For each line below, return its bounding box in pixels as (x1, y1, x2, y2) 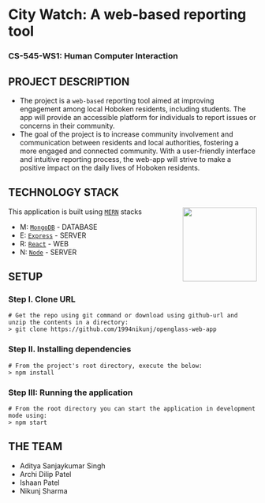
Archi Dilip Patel (19, 469, 72, 479)
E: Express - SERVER (19, 231, 87, 240)
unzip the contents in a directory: (8, 318, 129, 327)
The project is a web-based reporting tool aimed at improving (19, 96, 215, 105)
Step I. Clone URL (8, 294, 77, 305)
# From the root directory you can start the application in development (8, 405, 256, 413)
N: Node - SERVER (19, 247, 77, 257)
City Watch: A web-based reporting (8, 6, 247, 24)
